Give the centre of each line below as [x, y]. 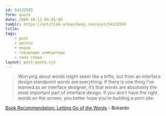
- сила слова [28, 57]
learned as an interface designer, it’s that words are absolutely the [87, 88]
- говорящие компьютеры [40, 52]
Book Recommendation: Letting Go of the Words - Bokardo [67, 108]
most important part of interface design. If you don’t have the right [88, 93]
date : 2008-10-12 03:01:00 [34, 19]
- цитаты [24, 43]
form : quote [18, 15]
